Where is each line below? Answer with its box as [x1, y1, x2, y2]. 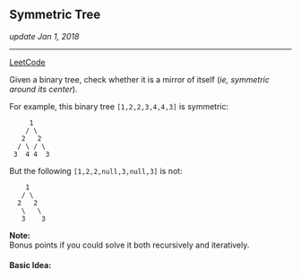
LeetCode [9, 56, 47, 67]
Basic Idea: [9, 260, 52, 271]
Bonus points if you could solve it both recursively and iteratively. [9, 239, 250, 250]
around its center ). [9, 83, 78, 94]
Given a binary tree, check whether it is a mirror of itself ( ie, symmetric [9, 74, 271, 84]
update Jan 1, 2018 [9, 30, 80, 41]
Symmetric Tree [9, 7, 101, 22]
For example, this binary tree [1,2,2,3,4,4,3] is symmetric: [9, 100, 229, 111]
